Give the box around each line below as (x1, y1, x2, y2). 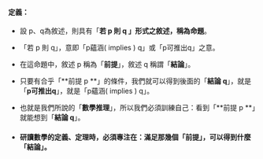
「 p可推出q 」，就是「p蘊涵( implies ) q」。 (19, 87, 154, 96)
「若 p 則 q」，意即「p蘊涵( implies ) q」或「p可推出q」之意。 (19, 43, 220, 53)
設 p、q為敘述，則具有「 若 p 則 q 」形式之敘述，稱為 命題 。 (19, 26, 211, 35)
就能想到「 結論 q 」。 (19, 113, 85, 122)
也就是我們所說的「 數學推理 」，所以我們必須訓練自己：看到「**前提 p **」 (19, 103, 256, 113)
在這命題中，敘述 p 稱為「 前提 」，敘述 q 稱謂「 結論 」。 (19, 60, 195, 69)
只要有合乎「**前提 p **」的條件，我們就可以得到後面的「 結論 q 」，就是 (19, 76, 252, 86)
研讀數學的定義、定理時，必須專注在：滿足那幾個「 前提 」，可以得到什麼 (19, 132, 251, 142)
